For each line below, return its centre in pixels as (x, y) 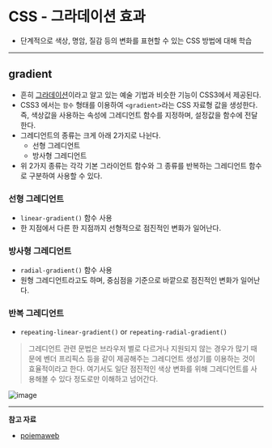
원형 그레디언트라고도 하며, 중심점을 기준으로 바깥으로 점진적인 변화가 (129, 280)
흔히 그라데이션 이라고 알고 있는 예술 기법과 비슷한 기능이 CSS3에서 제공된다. (140, 95)
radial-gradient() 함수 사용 (66, 270)
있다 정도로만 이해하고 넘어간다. (108, 378)
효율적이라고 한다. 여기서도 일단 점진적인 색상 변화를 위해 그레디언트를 (138, 369)
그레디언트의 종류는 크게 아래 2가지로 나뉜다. (90, 135)
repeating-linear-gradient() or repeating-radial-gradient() (123, 331)
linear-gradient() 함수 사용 (66, 218)
